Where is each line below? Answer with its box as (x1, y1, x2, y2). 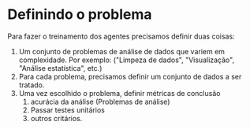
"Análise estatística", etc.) (18, 63, 103, 72)
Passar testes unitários (30, 105, 106, 115)
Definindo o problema (7, 6, 152, 24)
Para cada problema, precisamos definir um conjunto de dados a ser (18, 72, 242, 81)
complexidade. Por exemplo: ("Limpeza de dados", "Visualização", (18, 55, 234, 64)
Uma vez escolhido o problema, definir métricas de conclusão (18, 88, 221, 98)
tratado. (18, 80, 45, 90)
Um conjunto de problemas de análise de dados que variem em (18, 46, 226, 56)
